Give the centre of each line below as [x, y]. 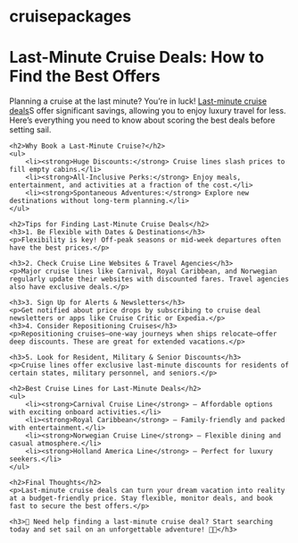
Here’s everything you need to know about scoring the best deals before [142, 120]
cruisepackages [70, 17]
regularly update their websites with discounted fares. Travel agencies [149, 279]
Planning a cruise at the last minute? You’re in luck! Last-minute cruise [138, 101]
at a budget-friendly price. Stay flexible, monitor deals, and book [141, 498]
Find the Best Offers [85, 76]
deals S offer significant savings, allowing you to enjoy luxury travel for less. [148, 111]
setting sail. [30, 130]
